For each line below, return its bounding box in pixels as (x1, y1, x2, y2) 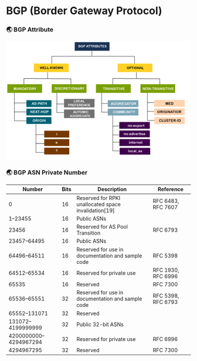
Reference (157, 186, 184, 193)
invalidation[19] (76, 207, 115, 214)
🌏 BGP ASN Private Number (6, 169, 88, 177)
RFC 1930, (152, 266, 179, 273)
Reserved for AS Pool (76, 223, 128, 230)
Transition (76, 229, 101, 236)
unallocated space (76, 200, 121, 208)
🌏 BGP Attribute (6, 25, 54, 34)
